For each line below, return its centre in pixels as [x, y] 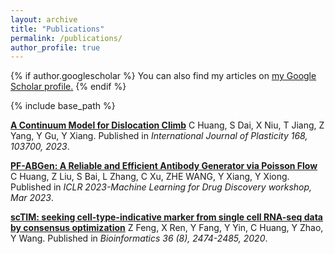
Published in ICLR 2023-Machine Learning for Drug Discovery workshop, [161, 187]
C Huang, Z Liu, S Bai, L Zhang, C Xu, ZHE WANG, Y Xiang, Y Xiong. [150, 177]
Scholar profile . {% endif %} [68, 87]
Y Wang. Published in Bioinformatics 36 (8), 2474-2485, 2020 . [139, 238]
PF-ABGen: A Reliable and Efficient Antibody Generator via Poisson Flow [164, 166]
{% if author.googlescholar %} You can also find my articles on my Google [163, 76]
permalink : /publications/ [66, 38]
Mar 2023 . [32, 198]
